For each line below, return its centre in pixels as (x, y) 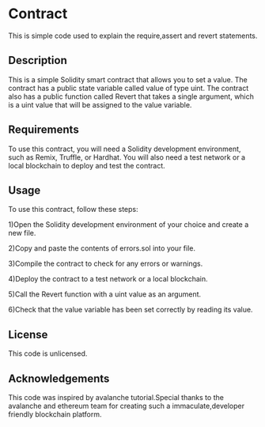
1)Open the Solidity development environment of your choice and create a (129, 225)
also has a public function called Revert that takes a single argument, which (131, 96)
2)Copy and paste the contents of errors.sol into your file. (102, 248)
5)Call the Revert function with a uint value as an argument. (105, 294)
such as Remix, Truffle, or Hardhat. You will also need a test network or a (127, 157)
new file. (22, 233)
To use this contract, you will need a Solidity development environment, (125, 149)
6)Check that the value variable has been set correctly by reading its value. (131, 310)
